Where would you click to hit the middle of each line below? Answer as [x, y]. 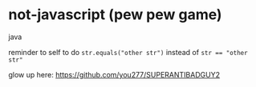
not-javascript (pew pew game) [115, 15]
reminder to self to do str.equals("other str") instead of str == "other [128, 52]
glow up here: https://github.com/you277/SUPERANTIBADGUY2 [114, 74]
